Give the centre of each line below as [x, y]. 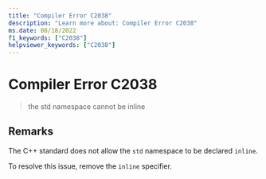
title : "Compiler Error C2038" [60, 16]
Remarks [31, 132]
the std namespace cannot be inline [86, 107]
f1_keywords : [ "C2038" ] [48, 38]
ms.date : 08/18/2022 [43, 30]
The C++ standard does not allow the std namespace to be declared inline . [133, 150]
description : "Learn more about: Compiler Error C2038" [103, 23]
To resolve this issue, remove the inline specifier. [90, 166]
